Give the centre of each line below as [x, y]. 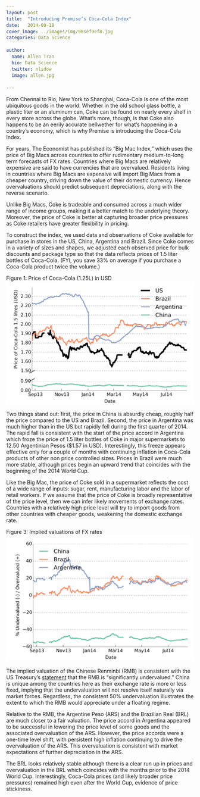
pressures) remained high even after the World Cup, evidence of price [92, 782]
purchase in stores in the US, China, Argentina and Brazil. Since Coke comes [100, 242]
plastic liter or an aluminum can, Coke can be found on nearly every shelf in [99, 112]
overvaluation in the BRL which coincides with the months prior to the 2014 [98, 770]
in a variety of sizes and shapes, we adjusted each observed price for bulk [98, 248]
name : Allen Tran [33, 57]
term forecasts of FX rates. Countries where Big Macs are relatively [89, 161]
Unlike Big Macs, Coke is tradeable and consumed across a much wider [94, 205]
